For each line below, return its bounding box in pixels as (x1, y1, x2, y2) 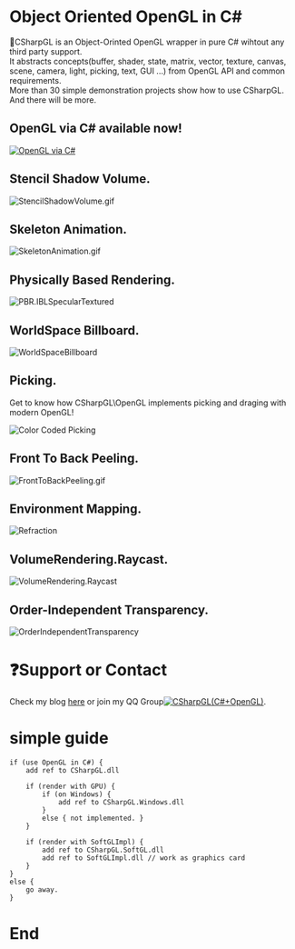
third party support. (9, 45, 83, 56)
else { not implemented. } (42, 814, 144, 823)
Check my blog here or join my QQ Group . (9, 696, 267, 706)
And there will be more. (9, 94, 97, 105)
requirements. (9, 75, 62, 85)
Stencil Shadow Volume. (9, 171, 151, 187)
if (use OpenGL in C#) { (9, 757, 103, 767)
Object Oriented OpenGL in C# (9, 6, 242, 27)
